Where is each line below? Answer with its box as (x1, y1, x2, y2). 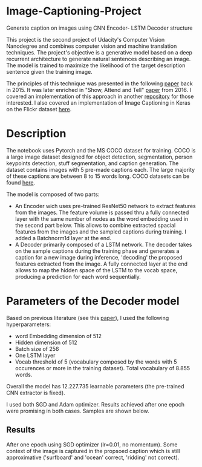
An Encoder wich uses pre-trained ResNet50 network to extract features (15, 202, 196, 209)
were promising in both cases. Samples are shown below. (6, 407, 149, 414)
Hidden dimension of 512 (15, 339, 77, 346)
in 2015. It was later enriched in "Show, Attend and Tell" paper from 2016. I (6, 86, 192, 93)
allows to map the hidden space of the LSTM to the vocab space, (15, 266, 178, 273)
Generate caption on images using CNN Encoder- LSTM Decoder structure (6, 24, 193, 31)
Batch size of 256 (15, 345, 59, 352)
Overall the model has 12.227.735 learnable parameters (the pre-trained (6, 382, 184, 390)
